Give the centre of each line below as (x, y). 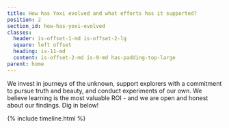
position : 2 (24, 20)
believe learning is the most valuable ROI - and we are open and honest (108, 98)
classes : (19, 32)
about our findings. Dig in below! (53, 105)
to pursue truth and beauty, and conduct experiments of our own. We (105, 91)
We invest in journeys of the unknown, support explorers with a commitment (114, 83)
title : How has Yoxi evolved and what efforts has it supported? (102, 13)
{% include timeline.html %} (46, 118)
